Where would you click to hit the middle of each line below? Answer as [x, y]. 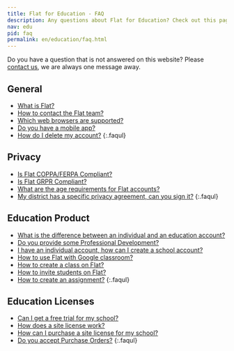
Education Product [49, 218]
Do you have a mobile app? [56, 128]
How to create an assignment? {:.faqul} [73, 279]
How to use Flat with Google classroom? [75, 257]
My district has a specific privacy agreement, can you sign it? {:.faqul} [118, 196]
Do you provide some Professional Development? [88, 242]
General [25, 89]
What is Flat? [36, 105]
